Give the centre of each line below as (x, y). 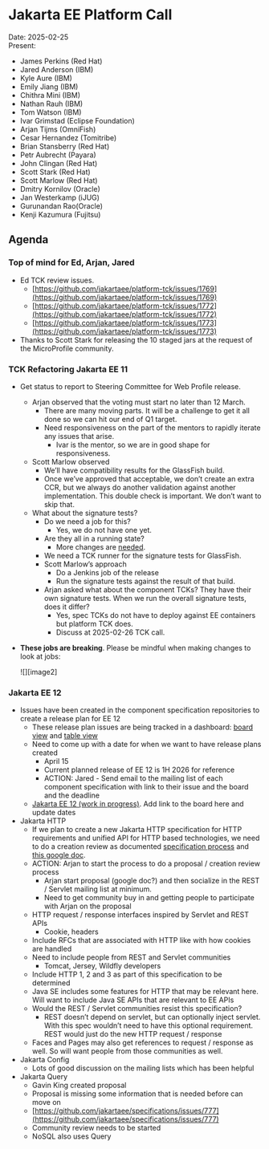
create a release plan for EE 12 (70, 719)
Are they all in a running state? (94, 538)
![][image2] (39, 672)
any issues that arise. (79, 436)
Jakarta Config (45, 1060)
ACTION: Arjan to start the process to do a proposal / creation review (146, 863)
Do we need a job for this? (87, 521)
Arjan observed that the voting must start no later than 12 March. (139, 402)
